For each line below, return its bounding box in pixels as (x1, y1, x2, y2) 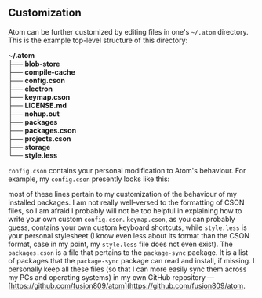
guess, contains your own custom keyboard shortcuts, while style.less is (8, 223, 247, 232)
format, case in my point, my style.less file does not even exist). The (8, 239, 233, 249)
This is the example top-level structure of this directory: (8, 35, 188, 45)
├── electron (8, 84, 53, 93)
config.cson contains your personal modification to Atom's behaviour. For (8, 165, 246, 175)
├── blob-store (8, 59, 60, 68)
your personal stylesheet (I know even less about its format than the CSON (8, 231, 249, 240)
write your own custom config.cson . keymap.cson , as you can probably (8, 214, 235, 223)
